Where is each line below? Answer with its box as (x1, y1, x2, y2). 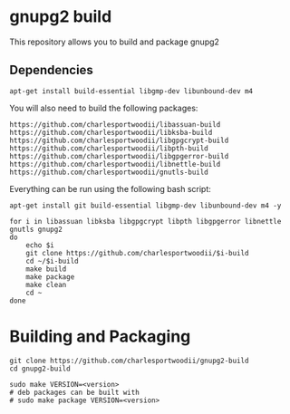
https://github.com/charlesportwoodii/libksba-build (9, 128, 213, 137)
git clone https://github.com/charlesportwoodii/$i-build (25, 248, 249, 257)
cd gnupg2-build (9, 364, 71, 373)
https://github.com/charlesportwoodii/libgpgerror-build (9, 151, 229, 160)
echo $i (25, 240, 54, 250)
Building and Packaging (9, 326, 191, 346)
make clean (25, 280, 67, 289)
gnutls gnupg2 (9, 225, 63, 234)
